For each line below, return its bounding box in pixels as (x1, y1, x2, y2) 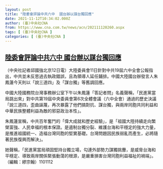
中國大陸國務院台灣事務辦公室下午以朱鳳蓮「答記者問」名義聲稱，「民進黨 (5, 89, 152, 95)
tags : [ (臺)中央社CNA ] (5, 30, 52, 34)
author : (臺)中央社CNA (5, 20, 48, 26)
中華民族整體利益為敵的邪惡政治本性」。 (5, 108, 84, 114)
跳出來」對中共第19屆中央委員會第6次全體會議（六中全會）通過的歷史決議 (9, 96, 157, 101)
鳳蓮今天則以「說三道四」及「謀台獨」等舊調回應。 (5, 79, 107, 85)
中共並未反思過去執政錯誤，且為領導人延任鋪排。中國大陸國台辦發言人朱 (13, 73, 158, 79)
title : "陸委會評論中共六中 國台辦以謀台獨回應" (5, 12, 94, 17)
